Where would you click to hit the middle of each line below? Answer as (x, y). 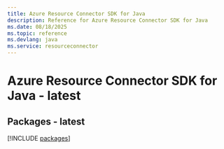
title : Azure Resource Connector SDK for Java (76, 14)
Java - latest (44, 96)
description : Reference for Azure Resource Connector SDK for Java (108, 20)
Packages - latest (46, 121)
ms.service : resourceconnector (53, 46)
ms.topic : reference (37, 33)
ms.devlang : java (33, 40)
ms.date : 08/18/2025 (37, 27)
